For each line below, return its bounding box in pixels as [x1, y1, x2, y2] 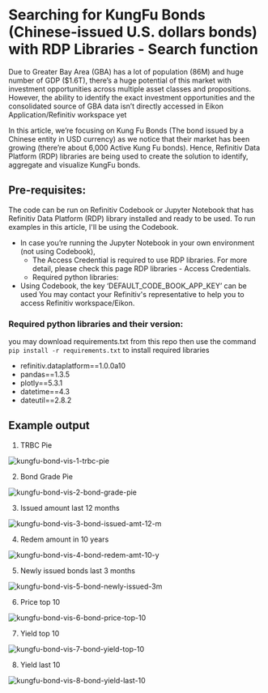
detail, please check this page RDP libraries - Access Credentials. [32, 263, 251, 273]
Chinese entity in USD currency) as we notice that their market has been [8, 134, 250, 143]
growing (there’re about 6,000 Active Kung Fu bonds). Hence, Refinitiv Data [8, 142, 261, 152]
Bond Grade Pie [19, 471, 73, 481]
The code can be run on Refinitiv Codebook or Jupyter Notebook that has [8, 205, 254, 215]
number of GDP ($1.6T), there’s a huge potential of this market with [8, 75, 232, 85]
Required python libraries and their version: [8, 318, 184, 329]
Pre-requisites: [8, 184, 87, 198]
